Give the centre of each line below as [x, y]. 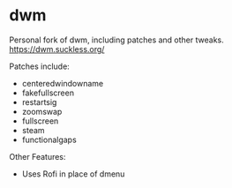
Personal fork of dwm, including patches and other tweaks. [116, 40]
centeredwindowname [63, 83]
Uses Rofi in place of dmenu [73, 174]
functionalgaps [49, 139]
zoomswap [42, 111]
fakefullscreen [48, 93]
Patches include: [40, 66]
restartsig [39, 102]
